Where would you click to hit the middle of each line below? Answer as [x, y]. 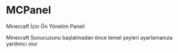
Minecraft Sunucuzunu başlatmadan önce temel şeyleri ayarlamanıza [89, 37]
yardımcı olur [22, 44]
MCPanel [29, 10]
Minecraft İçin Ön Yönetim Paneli [45, 26]
